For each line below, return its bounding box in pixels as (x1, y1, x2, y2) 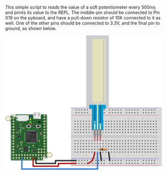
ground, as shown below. (5, 25, 57, 31)
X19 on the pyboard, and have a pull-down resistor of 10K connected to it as (5, 15, 161, 20)
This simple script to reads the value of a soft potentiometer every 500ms (5, 4, 156, 10)
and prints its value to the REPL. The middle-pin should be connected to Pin (5, 9, 160, 15)
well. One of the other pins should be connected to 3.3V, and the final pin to (5, 20, 160, 26)
